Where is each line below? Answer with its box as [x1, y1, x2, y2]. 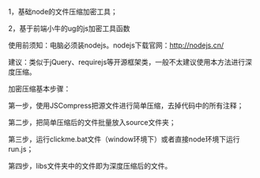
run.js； [8, 145, 34, 153]
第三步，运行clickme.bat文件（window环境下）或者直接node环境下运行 [8, 134, 240, 144]
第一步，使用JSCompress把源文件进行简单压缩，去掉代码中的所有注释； [8, 101, 244, 110]
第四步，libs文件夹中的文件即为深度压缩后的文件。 [8, 161, 172, 170]
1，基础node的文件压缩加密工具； [8, 7, 119, 16]
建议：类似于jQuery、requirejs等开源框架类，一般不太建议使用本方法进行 [8, 58, 246, 66]
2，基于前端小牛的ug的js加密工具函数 [8, 24, 130, 33]
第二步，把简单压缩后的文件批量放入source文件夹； [8, 118, 176, 127]
